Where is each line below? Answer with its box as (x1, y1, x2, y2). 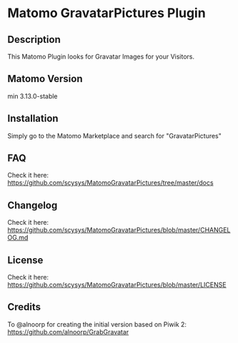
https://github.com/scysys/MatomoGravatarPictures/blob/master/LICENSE (7, 280, 227, 290)
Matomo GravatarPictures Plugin (7, 5, 206, 21)
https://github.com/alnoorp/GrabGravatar (7, 327, 129, 336)
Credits (7, 301, 41, 313)
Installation (7, 113, 59, 125)
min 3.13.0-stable (7, 91, 59, 101)
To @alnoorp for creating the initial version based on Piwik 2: (7, 319, 187, 329)
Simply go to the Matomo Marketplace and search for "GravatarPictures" (7, 131, 222, 140)
